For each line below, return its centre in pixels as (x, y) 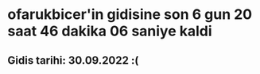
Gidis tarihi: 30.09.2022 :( (73, 60)
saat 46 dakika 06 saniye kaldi (110, 31)
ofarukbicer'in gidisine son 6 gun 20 (130, 15)
